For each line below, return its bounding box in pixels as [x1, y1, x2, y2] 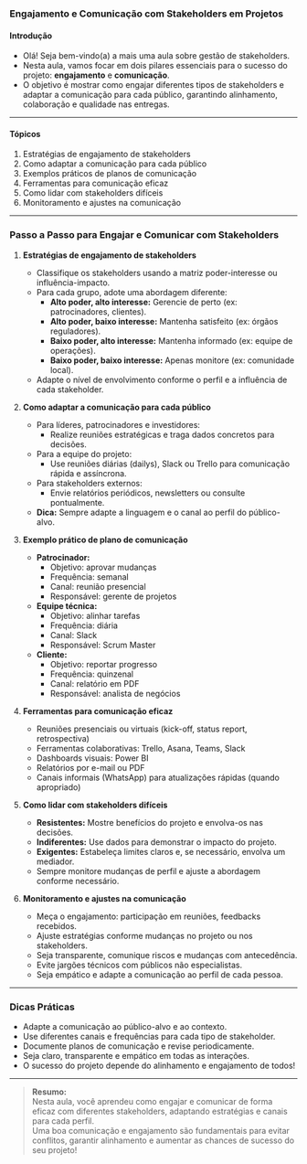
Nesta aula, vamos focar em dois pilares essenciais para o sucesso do [22, 60, 288, 71]
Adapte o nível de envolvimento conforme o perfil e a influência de [36, 374, 288, 385]
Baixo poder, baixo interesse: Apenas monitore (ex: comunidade [49, 355, 295, 366]
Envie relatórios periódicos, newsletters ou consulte [49, 487, 246, 498]
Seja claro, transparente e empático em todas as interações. [22, 1050, 249, 1061]
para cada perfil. [31, 1115, 95, 1127]
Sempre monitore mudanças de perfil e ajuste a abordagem [36, 865, 261, 876]
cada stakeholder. [36, 383, 104, 395]
